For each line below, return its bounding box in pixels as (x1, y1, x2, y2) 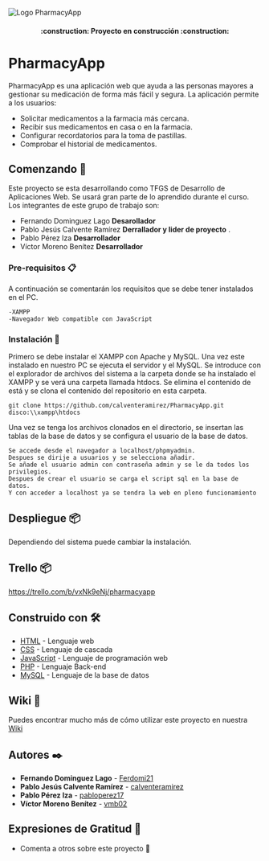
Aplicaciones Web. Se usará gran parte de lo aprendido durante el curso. (8, 192, 250, 202)
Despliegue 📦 (8, 511, 81, 526)
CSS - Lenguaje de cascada (19, 645, 113, 654)
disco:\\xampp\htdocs (8, 408, 81, 416)
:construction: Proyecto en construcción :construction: (40, 26, 230, 35)
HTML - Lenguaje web (19, 636, 95, 646)
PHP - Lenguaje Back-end (19, 662, 107, 671)
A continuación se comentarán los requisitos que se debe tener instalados (8, 284, 254, 293)
